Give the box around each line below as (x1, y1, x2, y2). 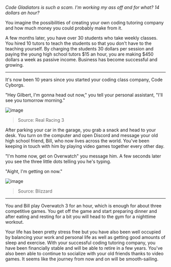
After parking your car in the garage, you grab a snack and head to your (5, 127, 156, 133)
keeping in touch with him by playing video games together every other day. (5, 143, 165, 149)
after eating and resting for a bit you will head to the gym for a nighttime (5, 213, 156, 220)
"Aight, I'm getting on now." (5, 168, 63, 174)
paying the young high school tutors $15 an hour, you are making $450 (5, 51, 154, 57)
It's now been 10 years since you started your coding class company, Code (5, 76, 163, 83)
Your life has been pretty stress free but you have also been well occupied (5, 229, 161, 235)
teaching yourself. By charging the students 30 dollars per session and (5, 46, 154, 51)
